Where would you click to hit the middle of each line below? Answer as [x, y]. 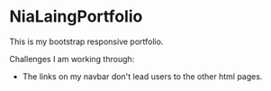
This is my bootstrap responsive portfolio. [86, 41]
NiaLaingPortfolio [76, 17]
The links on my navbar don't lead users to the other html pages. [142, 76]
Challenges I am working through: [72, 59]
